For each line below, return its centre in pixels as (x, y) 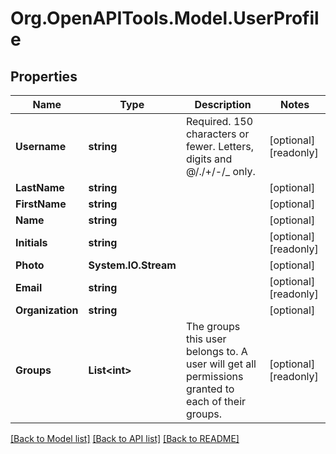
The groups (213, 326)
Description (223, 104)
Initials (31, 242)
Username (41, 146)
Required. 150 (219, 121)
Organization (47, 310)
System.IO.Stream (132, 265)
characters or (217, 134)
